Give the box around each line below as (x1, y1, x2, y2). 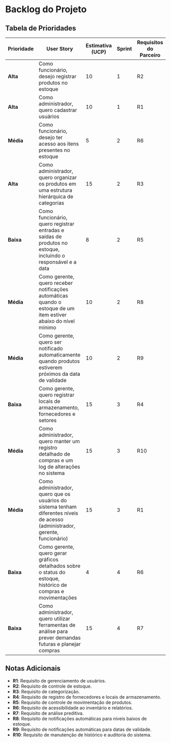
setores (39, 417, 57, 424)
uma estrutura (39, 187, 72, 194)
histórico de (39, 581, 67, 588)
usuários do (39, 497, 67, 504)
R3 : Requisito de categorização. (12, 688, 80, 695)
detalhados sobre (39, 562, 80, 569)
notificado (39, 345, 63, 352)
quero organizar (39, 174, 77, 181)
